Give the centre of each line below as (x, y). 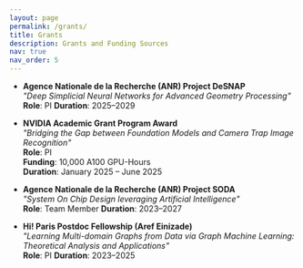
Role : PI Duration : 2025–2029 (79, 105)
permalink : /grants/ (49, 26)
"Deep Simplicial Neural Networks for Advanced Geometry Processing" (157, 96)
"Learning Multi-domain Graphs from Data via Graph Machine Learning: (158, 236)
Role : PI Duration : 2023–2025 (79, 255)
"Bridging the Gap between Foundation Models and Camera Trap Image (158, 133)
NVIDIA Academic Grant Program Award (100, 123)
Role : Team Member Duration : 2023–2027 (102, 209)
